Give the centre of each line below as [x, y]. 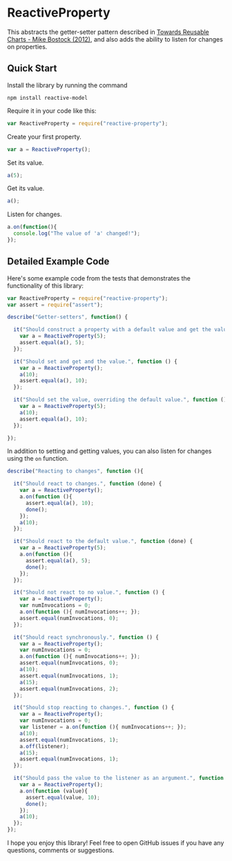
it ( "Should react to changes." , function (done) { [88, 484]
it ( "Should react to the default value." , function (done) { [103, 542]
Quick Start [32, 68]
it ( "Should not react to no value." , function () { [89, 593]
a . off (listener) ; [45, 746]
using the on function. [38, 459]
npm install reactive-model [48, 98]
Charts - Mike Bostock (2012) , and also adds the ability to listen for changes [115, 39]
